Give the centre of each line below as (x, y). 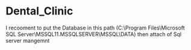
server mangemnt (28, 40)
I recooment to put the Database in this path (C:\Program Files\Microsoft (95, 28)
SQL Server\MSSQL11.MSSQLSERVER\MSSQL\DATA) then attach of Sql (94, 34)
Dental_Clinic (39, 11)
